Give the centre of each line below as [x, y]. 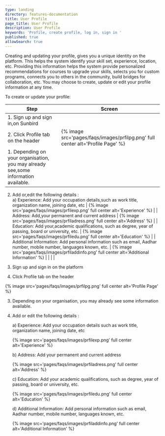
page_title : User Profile [31, 23]
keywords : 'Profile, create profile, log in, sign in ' [63, 33]
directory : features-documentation [41, 14]
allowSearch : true [24, 42]
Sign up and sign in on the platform [48, 267]
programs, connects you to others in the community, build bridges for [75, 76]
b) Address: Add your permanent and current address [67, 355]
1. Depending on [27, 152]
